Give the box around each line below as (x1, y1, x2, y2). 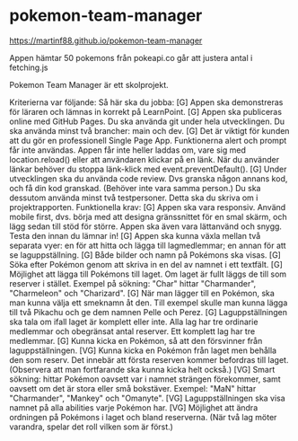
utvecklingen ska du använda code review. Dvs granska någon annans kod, (9, 172, 288, 184)
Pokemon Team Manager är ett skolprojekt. (9, 79, 169, 90)
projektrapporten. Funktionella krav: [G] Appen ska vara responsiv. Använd (9, 201, 286, 212)
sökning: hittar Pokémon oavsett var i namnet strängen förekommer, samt (9, 374, 281, 384)
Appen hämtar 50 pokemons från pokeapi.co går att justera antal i (9, 52, 253, 63)
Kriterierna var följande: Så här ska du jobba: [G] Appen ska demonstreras (9, 96, 284, 108)
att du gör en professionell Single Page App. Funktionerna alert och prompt (9, 135, 287, 146)
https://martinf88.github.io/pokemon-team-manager (9, 35, 203, 46)
